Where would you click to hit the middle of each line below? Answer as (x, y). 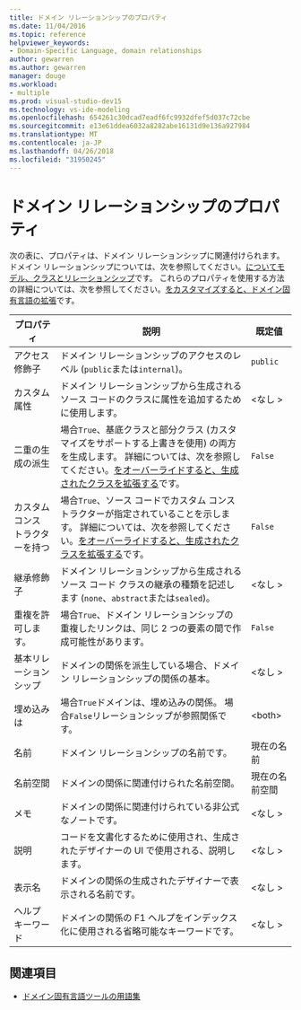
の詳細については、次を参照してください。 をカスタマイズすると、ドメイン (146, 289)
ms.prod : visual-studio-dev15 (66, 101)
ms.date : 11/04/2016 (48, 26)
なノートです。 (91, 821)
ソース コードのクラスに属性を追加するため (151, 400)
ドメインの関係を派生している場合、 (137, 665)
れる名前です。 (109, 894)
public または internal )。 (136, 369)
